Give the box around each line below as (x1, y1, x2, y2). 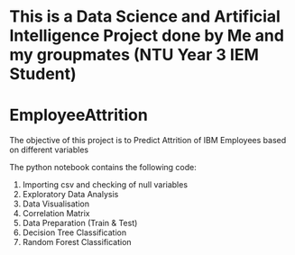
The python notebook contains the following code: (9, 162, 197, 173)
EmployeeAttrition (9, 105, 149, 125)
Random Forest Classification (22, 237, 133, 248)
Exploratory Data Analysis (22, 189, 119, 200)
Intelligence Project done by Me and (9, 25, 284, 46)
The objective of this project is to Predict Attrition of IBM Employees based (9, 135, 287, 146)
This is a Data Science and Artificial (9, 6, 281, 27)
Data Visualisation (22, 198, 90, 209)
